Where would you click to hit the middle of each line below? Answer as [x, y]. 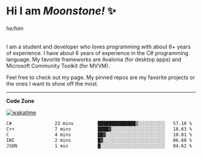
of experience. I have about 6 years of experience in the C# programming [97, 53]
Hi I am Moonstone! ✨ [61, 11]
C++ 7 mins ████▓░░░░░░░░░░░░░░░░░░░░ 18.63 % [99, 129]
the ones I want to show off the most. [52, 84]
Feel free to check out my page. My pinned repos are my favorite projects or [101, 77]
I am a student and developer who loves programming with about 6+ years [99, 47]
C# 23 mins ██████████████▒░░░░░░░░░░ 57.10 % [99, 124]
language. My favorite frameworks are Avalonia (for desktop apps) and [94, 60]
